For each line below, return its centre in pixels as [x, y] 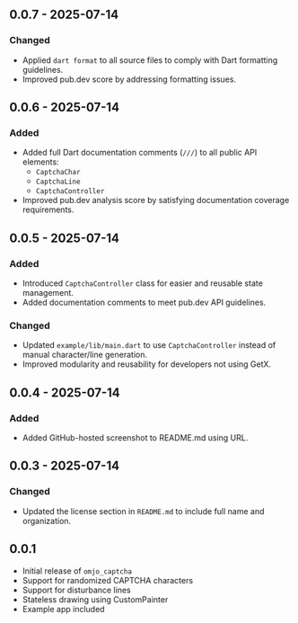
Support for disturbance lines [77, 590]
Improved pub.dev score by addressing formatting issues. [129, 79]
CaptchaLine [58, 182]
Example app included [63, 609]
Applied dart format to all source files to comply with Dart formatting [150, 60]
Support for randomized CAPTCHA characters [108, 580]
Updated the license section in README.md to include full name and [143, 511]
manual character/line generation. [85, 355]
